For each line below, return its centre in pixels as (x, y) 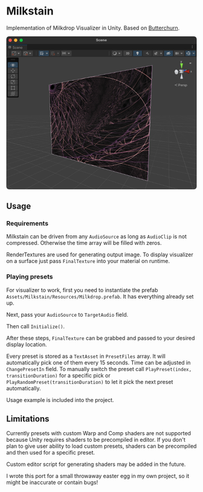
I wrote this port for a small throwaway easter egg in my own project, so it (98, 476)
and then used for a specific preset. (51, 453)
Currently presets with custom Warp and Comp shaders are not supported (99, 433)
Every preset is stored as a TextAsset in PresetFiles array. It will (86, 356)
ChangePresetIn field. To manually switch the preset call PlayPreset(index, (99, 369)
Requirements (27, 223)
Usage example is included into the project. (60, 400)
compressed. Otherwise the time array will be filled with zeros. (84, 243)
